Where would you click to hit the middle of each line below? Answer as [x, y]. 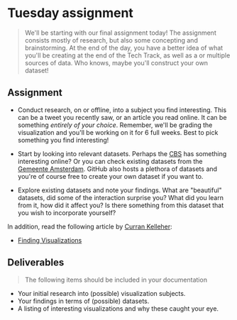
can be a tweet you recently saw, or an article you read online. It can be [122, 117]
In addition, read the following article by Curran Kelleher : [90, 226]
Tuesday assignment [70, 13]
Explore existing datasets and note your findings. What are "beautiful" [120, 190]
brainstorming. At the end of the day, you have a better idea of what [124, 48]
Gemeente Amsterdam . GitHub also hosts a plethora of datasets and [117, 169]
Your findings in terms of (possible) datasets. [83, 301]
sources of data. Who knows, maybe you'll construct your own [116, 62]
